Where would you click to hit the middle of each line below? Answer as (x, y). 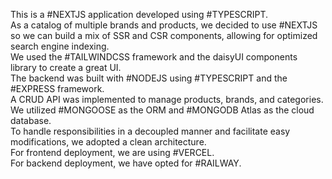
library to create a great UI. (66, 67)
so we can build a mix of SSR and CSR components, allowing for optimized (164, 35)
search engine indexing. (60, 46)
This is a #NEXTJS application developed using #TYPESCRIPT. (139, 14)
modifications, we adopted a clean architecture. (108, 142)
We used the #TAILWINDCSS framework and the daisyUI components (154, 57)
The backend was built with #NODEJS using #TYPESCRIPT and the (149, 78)
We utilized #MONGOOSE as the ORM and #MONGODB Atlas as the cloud (162, 110)
